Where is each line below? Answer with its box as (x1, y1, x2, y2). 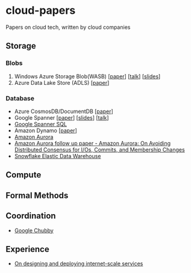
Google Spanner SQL (14, 120, 67, 127)
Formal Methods (5, 190, 69, 200)
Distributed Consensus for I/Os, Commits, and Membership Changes (14, 146, 185, 153)
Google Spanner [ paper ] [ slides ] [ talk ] (14, 114, 109, 121)
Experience (5, 244, 49, 254)
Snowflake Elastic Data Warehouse (14, 152, 101, 159)
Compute (5, 170, 42, 180)
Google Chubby (14, 227, 54, 234)
